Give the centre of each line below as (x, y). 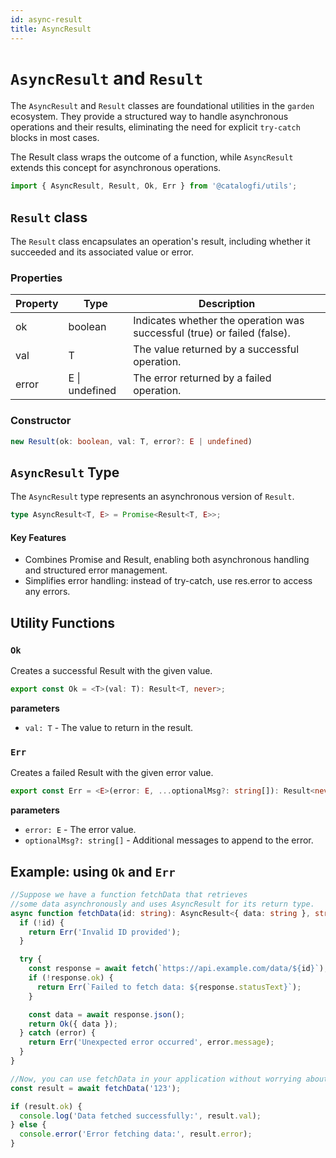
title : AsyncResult (51, 29)
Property (37, 304)
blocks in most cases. (55, 138)
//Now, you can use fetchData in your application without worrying (156, 1079)
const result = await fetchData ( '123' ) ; (96, 1088)
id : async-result (46, 19)
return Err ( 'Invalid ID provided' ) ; (105, 932)
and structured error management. (96, 570)
